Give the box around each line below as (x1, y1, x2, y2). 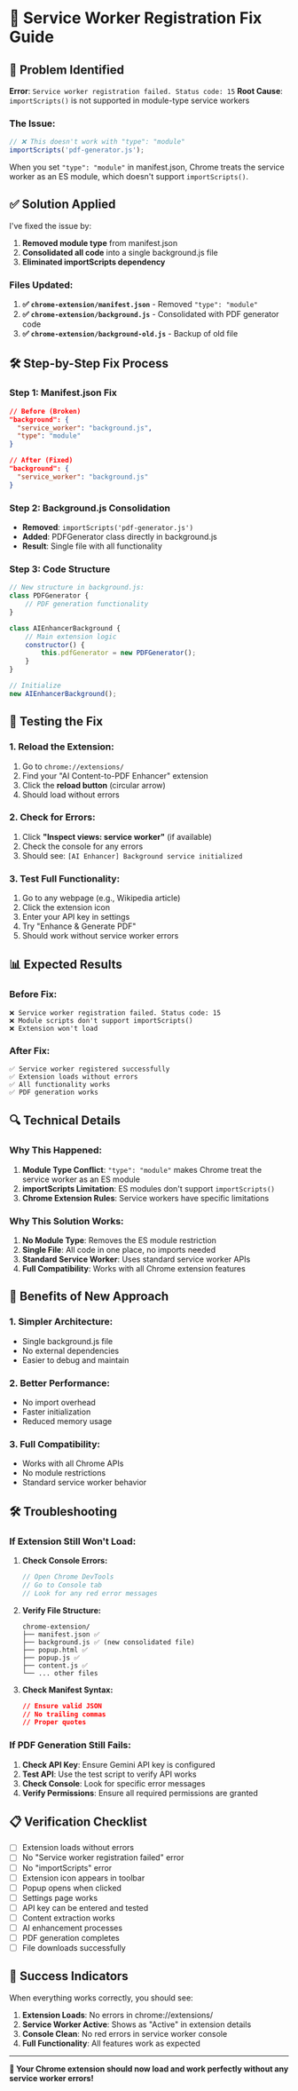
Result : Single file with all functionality (21, 541, 162, 551)
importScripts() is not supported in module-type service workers (9, 95, 250, 106)
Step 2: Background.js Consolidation (9, 502, 171, 514)
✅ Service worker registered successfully (9, 1065, 170, 1073)
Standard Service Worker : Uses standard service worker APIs (21, 1254, 251, 1264)
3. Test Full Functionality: (9, 872, 121, 884)
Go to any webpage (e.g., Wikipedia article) (21, 892, 181, 904)
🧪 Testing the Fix (9, 714, 104, 729)
